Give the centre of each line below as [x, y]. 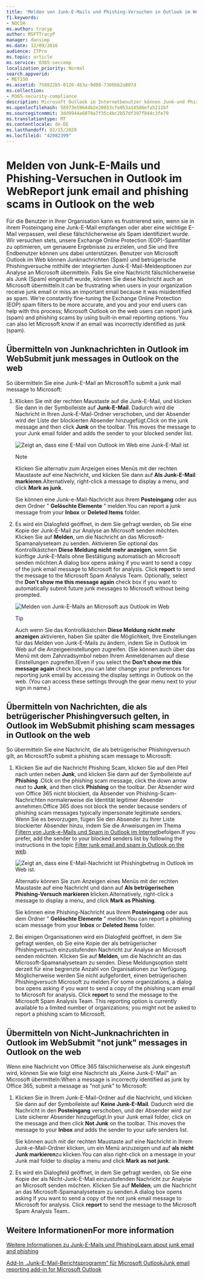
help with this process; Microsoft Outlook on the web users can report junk [99, 311]
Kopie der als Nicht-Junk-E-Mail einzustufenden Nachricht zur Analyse [103, 1179]
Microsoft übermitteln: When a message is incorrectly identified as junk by [98, 1080]
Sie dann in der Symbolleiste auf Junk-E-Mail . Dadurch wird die [95, 407]
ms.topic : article [29, 57]
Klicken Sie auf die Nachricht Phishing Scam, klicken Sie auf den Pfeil [101, 768]
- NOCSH [16, 23]
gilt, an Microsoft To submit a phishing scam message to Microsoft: [89, 756]
